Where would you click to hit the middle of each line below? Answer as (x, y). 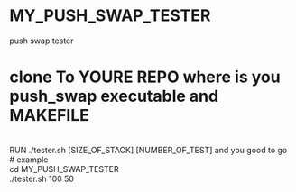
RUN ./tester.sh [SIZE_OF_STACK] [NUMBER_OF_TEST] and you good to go (148, 150)
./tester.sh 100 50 (42, 178)
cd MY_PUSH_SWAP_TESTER (64, 169)
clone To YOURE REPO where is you (145, 77)
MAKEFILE (50, 116)
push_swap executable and (114, 96)
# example (29, 160)
